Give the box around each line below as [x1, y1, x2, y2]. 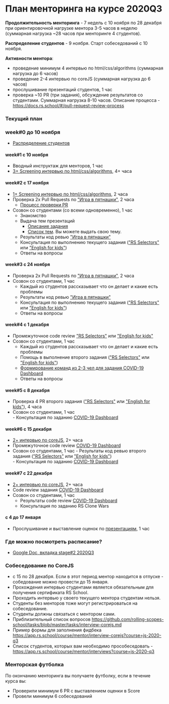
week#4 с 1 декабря [5, 322, 49, 328]
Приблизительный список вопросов [12, 616, 91, 622]
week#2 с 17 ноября [5, 179, 49, 185]
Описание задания [27, 223, 68, 229]
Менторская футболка [5, 661, 64, 668]
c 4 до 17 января [5, 515, 41, 521]
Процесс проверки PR [20, 202, 68, 208]
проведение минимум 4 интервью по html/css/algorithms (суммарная [12, 65, 163, 71]
